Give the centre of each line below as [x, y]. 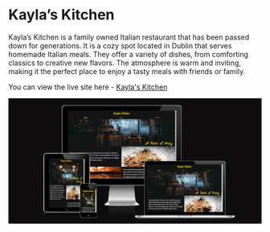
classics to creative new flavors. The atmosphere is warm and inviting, [125, 63]
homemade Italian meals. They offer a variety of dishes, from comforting [129, 54]
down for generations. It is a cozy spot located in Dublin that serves [120, 45]
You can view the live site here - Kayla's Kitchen [88, 87]
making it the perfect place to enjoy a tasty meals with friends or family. [127, 71]
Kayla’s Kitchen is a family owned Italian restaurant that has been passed [129, 37]
